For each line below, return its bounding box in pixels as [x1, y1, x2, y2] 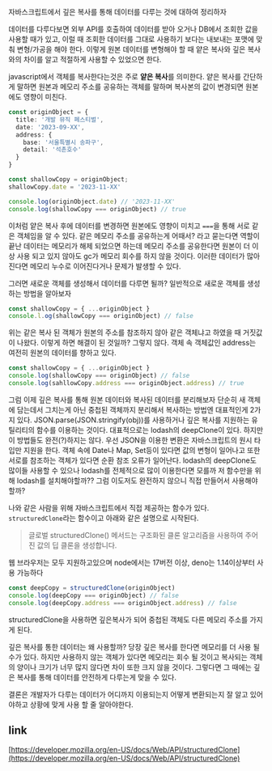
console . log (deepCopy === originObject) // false [8, 591, 180, 599]
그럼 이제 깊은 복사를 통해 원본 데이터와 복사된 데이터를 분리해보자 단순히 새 [8, 395, 246, 405]
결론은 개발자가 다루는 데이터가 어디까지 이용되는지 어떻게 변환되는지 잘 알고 [8, 689, 249, 699]
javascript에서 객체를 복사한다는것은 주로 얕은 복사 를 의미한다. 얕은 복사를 [8, 72, 241, 81]
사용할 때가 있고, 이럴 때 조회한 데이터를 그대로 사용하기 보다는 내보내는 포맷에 [8, 35, 255, 44]
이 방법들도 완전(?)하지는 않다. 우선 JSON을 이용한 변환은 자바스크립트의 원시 [8, 435, 253, 445]
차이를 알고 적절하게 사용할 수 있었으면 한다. [23, 55, 162, 64]
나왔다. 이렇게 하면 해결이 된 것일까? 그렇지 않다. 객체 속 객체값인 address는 [16, 338, 257, 348]
